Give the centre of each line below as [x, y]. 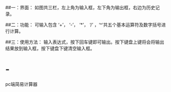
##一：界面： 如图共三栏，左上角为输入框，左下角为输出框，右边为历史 [80, 7]
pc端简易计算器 [21, 84]
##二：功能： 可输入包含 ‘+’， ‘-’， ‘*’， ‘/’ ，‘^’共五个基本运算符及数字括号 [83, 25]
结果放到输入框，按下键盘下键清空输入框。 [50, 48]
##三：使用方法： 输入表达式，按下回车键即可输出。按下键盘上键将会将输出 [85, 42]
